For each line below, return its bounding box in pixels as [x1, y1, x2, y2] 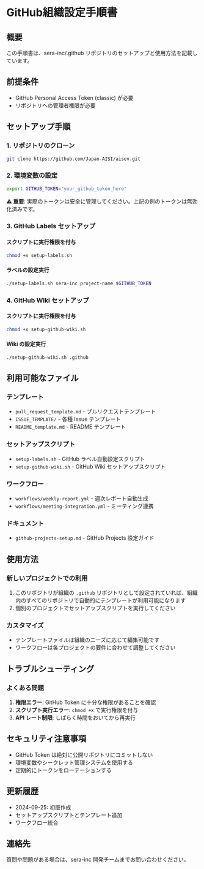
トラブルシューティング [6, 664, 95, 674]
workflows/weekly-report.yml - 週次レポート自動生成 [15, 494, 148, 502]
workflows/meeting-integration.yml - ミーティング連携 [15, 502, 154, 510]
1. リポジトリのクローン [6, 142, 75, 150]
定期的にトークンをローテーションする [15, 766, 112, 773]
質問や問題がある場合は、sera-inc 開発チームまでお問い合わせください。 [6, 856, 189, 863]
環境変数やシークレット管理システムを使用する [15, 759, 133, 766]
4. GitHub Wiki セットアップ [6, 296, 90, 304]
